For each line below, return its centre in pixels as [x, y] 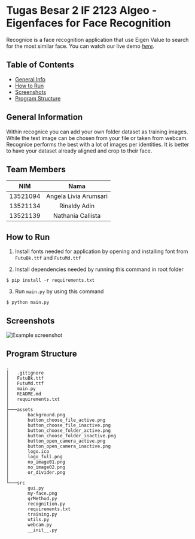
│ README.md [24, 394]
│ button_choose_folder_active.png [59, 430]
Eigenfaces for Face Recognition [89, 23]
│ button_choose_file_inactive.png [59, 425]
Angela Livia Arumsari [77, 196]
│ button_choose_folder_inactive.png [61, 436]
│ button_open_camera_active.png [56, 441]
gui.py [36, 488]
